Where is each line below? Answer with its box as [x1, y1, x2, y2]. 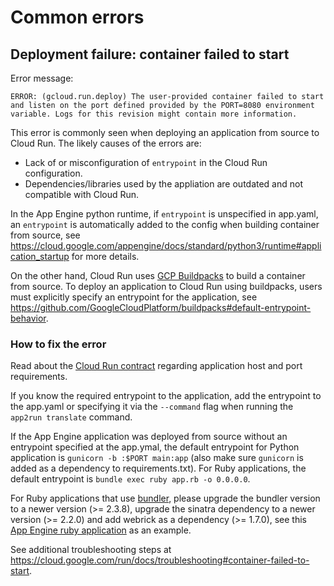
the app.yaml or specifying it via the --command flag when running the [10, 401, 294, 413]
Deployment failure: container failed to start [10, 46, 290, 63]
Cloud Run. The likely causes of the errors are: [10, 137, 202, 149]
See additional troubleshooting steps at [10, 544, 172, 556]
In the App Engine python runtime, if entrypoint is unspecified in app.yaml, [10, 208, 319, 220]
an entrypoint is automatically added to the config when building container [10, 219, 320, 230]
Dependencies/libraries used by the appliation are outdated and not [24, 178, 304, 190]
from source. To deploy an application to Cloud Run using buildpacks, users [10, 281, 323, 292]
